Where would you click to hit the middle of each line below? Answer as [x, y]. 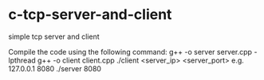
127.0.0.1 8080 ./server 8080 [55, 68]
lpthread [22, 60]
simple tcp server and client [54, 36]
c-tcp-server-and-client [90, 15]
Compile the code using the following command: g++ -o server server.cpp [130, 51]
